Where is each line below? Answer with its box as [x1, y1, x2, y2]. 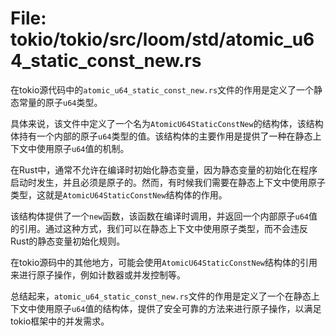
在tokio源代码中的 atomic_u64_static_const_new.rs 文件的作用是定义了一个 [10, 83, 315, 96]
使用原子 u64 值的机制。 [36, 142, 130, 154]
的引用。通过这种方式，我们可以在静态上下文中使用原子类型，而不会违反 [10, 222, 308, 234]
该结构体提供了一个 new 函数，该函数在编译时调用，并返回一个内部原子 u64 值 [10, 210, 318, 222]
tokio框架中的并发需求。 [10, 315, 110, 327]
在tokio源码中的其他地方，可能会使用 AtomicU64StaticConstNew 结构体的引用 [10, 256, 318, 268]
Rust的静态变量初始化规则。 [10, 235, 126, 247]
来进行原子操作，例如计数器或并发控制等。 [10, 268, 186, 281]
